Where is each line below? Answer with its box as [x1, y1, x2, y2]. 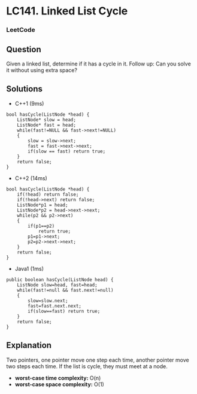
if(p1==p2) [28, 223, 55, 229]
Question [6, 44, 41, 55]
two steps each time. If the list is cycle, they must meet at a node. [6, 362, 168, 370]
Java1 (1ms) [14, 265, 44, 272]
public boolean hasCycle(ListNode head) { [6, 276, 114, 283]
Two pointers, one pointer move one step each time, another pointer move [6, 356, 190, 363]
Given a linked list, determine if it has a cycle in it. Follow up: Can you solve [6, 60, 192, 67]
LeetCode [6, 26, 35, 34]
